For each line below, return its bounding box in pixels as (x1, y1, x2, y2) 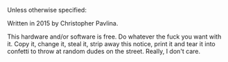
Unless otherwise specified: (7, 6, 87, 14)
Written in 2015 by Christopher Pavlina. (7, 19, 119, 27)
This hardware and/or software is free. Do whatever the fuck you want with (7, 32, 222, 41)
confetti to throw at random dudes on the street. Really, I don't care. (7, 48, 201, 55)
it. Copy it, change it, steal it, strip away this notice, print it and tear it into (7, 40, 216, 48)
